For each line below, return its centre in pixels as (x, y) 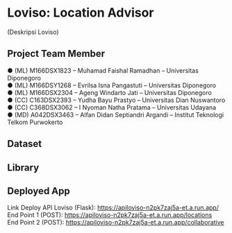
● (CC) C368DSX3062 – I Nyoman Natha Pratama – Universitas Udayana (112, 107)
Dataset (25, 144)
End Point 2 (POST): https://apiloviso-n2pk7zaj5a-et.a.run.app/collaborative (116, 223)
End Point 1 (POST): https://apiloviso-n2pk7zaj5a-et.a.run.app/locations (110, 215)
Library (23, 167)
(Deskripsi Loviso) (33, 32)
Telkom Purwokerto (35, 122)
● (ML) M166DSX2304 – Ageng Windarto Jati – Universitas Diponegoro (109, 92)
